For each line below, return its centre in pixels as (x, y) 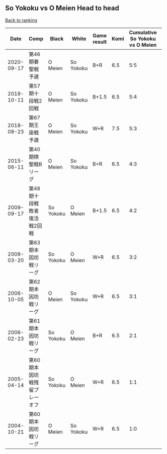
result (100, 42)
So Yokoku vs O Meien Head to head (62, 8)
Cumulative (143, 32)
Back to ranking (21, 20)
